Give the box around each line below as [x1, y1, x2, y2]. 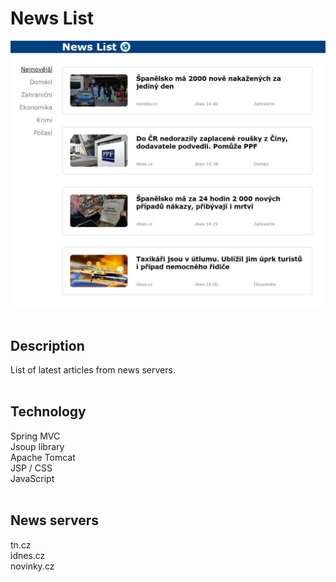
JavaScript [10, 472, 55, 484]
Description [10, 337, 85, 354]
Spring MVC [10, 430, 61, 442]
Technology [10, 403, 87, 421]
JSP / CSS [10, 462, 53, 474]
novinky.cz [10, 560, 55, 572]
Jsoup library [10, 440, 65, 452]
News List [10, 7, 95, 30]
